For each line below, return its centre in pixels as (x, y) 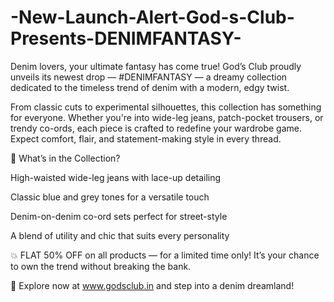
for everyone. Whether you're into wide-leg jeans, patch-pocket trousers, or (167, 117)
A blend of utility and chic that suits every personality (120, 235)
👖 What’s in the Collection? (65, 158)
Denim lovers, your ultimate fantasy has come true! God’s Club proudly (156, 66)
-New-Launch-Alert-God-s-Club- (152, 17)
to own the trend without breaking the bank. (101, 266)
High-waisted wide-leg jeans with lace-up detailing (116, 177)
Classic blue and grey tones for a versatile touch (110, 197)
